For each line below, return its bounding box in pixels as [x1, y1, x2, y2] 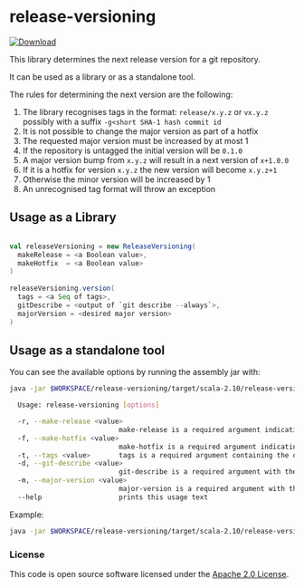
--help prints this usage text [17, 492, 208, 502]
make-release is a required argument [119, 425, 261, 434]
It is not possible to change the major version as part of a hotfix [22, 125, 259, 137]
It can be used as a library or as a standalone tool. [9, 71, 196, 82]
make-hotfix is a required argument [119, 442, 257, 451]
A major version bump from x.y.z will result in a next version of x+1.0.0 [22, 154, 290, 165]
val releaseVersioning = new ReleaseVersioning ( [9, 242, 196, 251]
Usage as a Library [9, 210, 117, 226]
